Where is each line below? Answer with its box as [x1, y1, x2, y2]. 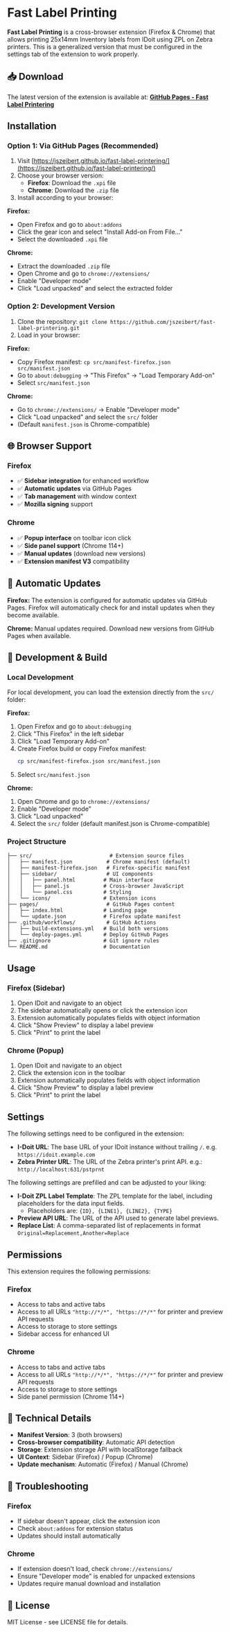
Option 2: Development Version [7, 302, 116, 311]
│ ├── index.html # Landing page [7, 907, 148, 914]
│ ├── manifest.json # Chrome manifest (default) [7, 859, 191, 866]
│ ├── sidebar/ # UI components [7, 870, 154, 878]
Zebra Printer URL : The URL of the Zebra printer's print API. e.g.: [17, 1158, 203, 1166]
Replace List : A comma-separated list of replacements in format [17, 1221, 201, 1230]
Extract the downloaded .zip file [17, 262, 111, 270]
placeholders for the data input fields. [17, 1199, 125, 1208]
